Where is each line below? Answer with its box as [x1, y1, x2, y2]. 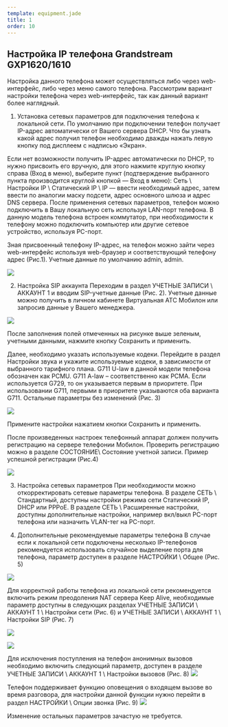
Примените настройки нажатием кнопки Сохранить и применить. [7, 420, 201, 429]
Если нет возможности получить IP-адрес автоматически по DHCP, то [7, 155, 214, 163]
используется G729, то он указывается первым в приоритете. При [7, 379, 203, 388]
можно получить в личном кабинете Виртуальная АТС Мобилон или [16, 296, 218, 305]
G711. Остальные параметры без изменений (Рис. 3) [7, 394, 161, 402]
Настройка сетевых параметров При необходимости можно [16, 481, 196, 490]
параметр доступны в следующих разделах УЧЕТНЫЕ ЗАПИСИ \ [7, 601, 198, 609]
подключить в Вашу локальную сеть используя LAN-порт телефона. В [7, 206, 214, 214]
